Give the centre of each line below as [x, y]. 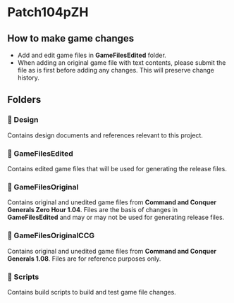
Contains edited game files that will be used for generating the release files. [117, 168]
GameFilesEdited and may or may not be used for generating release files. [116, 217]
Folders [24, 100]
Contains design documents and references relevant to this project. [105, 135]
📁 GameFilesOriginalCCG [51, 235]
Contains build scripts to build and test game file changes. [92, 292]
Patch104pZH [48, 12]
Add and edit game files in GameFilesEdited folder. [92, 55]
